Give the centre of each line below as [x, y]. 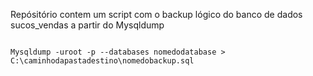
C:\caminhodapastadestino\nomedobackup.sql [102, 61]
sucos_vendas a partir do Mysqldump [87, 25]
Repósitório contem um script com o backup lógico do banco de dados [156, 14]
